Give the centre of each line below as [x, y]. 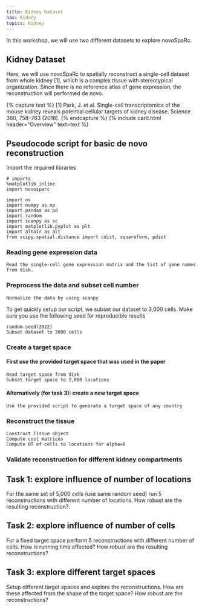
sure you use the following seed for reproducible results [76, 315]
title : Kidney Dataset [35, 12]
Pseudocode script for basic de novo [77, 143]
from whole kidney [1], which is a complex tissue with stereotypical [90, 81]
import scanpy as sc [32, 221]
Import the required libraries [41, 168]
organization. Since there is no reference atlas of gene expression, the [94, 87]
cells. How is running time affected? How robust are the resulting [87, 547]
